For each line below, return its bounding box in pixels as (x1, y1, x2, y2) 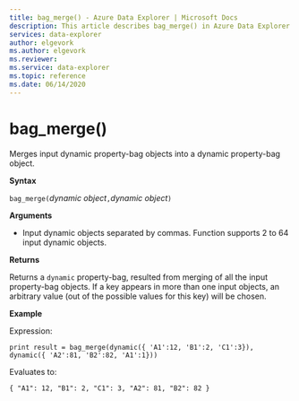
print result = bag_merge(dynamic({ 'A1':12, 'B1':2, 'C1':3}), (9, 343, 254, 352)
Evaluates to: (9, 366, 57, 377)
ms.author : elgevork (9, 47, 87, 56)
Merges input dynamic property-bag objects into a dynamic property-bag (9, 148, 280, 159)
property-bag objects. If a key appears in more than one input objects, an (9, 281, 280, 292)
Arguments (9, 210, 53, 221)
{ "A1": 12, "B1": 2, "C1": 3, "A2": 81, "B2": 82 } (9, 383, 210, 393)
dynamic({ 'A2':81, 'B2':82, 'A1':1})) (9, 351, 158, 360)
